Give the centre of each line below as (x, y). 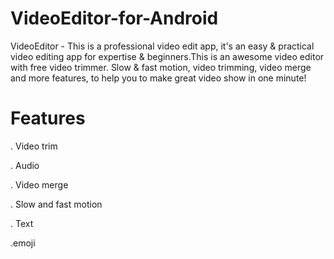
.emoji (23, 243)
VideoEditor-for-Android (114, 18)
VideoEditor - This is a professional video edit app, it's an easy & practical (162, 46)
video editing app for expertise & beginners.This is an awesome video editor (167, 56)
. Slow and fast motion (56, 204)
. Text (22, 223)
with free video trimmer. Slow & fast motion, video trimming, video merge (161, 67)
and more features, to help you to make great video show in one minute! (158, 78)
